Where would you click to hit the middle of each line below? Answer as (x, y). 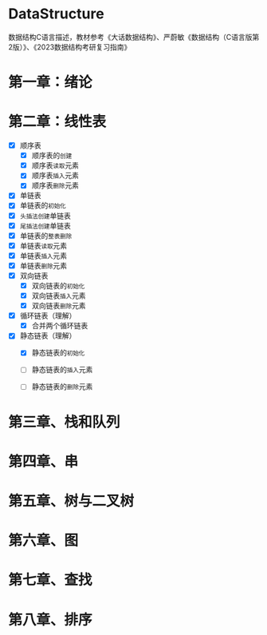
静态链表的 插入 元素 (62, 370)
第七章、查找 (51, 580)
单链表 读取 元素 (43, 245)
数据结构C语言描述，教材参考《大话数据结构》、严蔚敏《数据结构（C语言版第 (134, 37)
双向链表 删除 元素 (59, 306)
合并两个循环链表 (60, 326)
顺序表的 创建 (52, 156)
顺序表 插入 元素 (55, 176)
